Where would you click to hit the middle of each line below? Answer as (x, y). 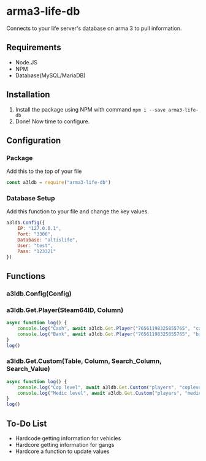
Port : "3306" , (35, 234)
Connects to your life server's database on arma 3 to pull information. (94, 28)
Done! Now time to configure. (52, 121)
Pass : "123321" (37, 251)
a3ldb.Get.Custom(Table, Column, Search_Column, (84, 361)
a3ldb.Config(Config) (39, 294)
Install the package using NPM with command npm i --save (90, 109)
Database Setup (31, 199)
